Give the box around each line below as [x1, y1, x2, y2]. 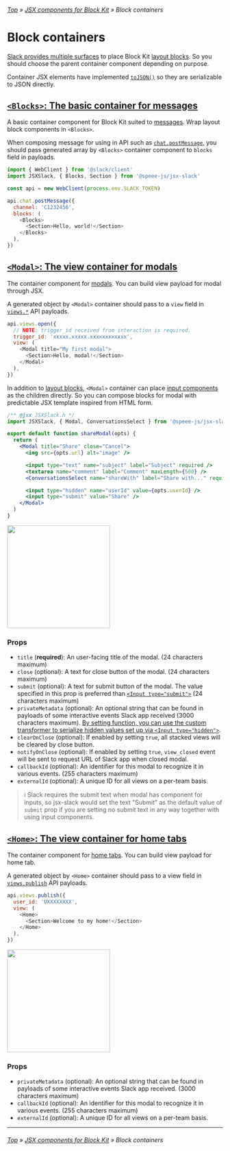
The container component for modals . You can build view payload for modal [7, 279, 222, 287]
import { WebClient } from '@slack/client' [7, 167, 133, 173]
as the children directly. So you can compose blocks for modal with [7, 391, 197, 399]
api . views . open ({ [7, 320, 57, 327]
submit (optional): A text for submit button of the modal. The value [16, 682, 203, 690]
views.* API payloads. [7, 307, 70, 315]
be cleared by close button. [16, 740, 94, 749]
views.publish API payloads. [7, 879, 88, 887]
